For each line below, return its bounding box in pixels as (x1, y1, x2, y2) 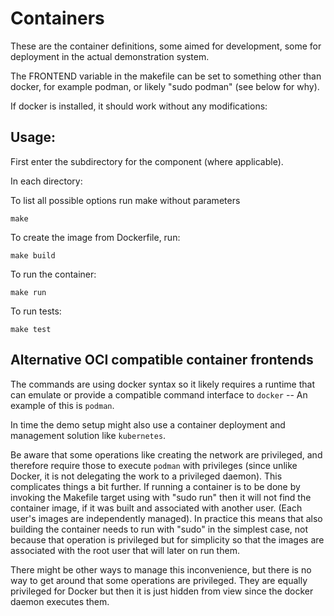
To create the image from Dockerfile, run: (10, 231, 181, 243)
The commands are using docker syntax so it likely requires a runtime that (10, 378, 315, 390)
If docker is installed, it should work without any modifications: (10, 100, 268, 112)
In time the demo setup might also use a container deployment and (10, 418, 286, 431)
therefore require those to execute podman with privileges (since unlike (10, 459, 298, 471)
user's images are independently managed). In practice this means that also (10, 512, 323, 524)
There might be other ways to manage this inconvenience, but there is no (10, 563, 312, 576)
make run (10, 287, 47, 297)
